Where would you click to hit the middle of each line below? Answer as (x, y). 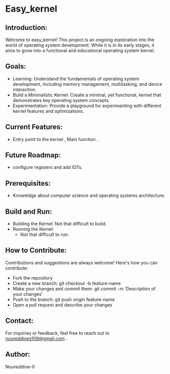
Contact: (20, 321)
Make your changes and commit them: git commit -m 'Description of (84, 288)
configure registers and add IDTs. (47, 167)
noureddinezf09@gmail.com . (36, 338)
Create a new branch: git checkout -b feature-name (66, 283)
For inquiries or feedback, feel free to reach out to (58, 333)
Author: (18, 354)
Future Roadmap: (33, 155)
